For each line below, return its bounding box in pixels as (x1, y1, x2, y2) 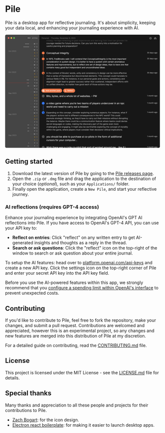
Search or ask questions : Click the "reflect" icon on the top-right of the (12, 245, 158, 251)
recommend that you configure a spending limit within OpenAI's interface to (5, 285, 159, 291)
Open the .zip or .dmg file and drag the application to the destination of (12, 176, 156, 181)
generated (12, 240, 33, 246)
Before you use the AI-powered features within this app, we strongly (5, 280, 143, 285)
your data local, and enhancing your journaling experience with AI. (5, 25, 139, 30)
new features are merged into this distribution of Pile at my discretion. (5, 333, 146, 339)
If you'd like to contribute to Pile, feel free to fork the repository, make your (5, 317, 156, 323)
